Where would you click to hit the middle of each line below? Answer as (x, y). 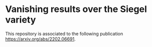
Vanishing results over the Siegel (76, 9)
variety (21, 20)
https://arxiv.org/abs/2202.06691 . (41, 39)
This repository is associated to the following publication (64, 33)
